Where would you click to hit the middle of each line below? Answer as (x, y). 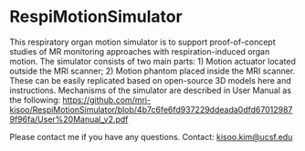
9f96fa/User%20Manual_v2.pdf (69, 119)
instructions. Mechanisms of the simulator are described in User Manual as (151, 90)
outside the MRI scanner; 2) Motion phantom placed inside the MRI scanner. (152, 71)
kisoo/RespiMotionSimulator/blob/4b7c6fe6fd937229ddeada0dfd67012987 (151, 109)
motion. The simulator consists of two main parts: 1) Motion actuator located (153, 61)
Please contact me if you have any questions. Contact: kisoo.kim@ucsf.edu (151, 136)
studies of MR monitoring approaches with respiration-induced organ (140, 51)
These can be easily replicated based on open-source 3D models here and (151, 80)
